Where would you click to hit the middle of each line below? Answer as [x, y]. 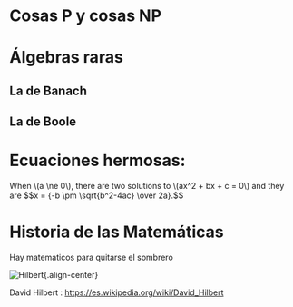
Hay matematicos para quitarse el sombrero [92, 257]
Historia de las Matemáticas [117, 232]
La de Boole [43, 122]
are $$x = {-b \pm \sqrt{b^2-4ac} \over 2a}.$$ [97, 195]
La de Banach [49, 90]
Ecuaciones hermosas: [98, 161]
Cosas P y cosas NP [85, 16]
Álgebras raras [67, 58]
